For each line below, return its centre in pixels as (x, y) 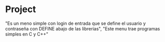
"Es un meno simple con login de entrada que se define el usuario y (76, 23)
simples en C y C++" (27, 34)
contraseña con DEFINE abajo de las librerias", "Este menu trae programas (83, 28)
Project (21, 9)
